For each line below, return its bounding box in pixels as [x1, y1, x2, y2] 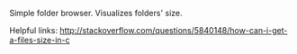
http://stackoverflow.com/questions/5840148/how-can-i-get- [59, 25, 288, 35]
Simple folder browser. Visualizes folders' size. [9, 8, 183, 18]
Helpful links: [9, 25, 58, 35]
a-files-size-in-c [9, 35, 70, 45]
